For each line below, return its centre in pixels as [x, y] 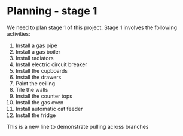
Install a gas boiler [38, 51]
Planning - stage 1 [52, 11]
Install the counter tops [44, 96]
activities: [19, 33]
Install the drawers [38, 77]
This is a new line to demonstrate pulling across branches [78, 126]
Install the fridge [36, 115]
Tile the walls [32, 89]
